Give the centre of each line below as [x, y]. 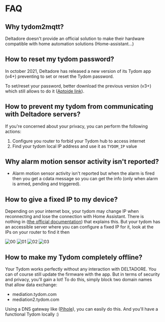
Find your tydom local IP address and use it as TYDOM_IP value [75, 146]
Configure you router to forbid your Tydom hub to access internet [79, 141]
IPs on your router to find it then [37, 232]
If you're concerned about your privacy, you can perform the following [77, 126]
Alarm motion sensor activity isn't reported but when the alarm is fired [83, 173]
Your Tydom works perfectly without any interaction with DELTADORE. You [81, 269]
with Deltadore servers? [43, 114]
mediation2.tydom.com [36, 300]
